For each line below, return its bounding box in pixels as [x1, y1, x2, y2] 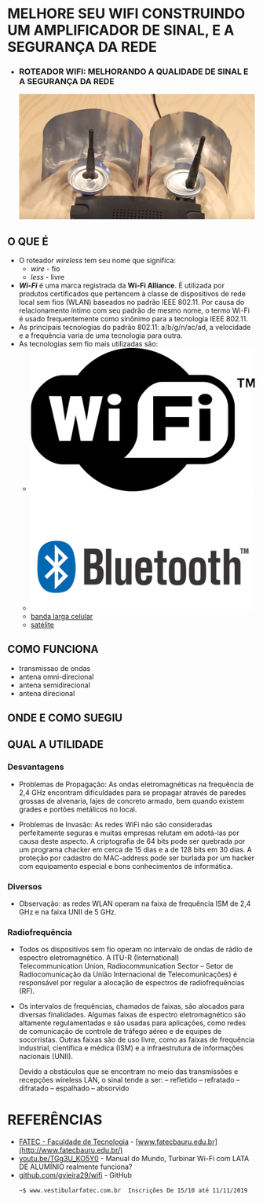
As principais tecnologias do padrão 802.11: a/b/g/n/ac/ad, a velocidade [18, 322, 251, 332]
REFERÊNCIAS [7, 1111, 103, 1129]
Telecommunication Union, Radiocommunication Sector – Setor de [18, 962, 234, 971]
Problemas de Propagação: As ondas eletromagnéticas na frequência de [18, 779, 254, 789]
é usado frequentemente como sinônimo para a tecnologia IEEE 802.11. [18, 313, 249, 323]
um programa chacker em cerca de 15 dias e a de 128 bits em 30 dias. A [18, 845, 252, 854]
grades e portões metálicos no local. [18, 804, 137, 814]
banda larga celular [30, 611, 93, 621]
